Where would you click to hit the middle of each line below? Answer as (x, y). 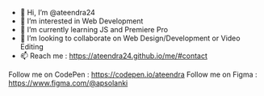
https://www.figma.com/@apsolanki (68, 83)
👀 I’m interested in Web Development (82, 21)
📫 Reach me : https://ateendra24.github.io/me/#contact (114, 56)
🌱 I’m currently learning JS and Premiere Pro (94, 29)
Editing (32, 47)
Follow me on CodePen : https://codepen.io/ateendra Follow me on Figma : (133, 74)
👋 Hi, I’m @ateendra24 (57, 13)
